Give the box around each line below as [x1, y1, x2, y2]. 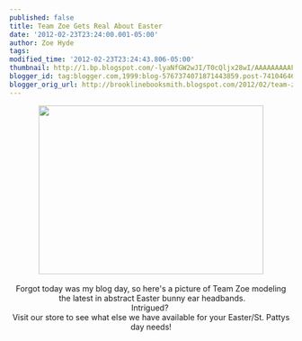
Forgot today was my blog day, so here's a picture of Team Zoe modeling [15, 283, 287, 293]
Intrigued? [130, 302, 169, 313]
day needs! [129, 321, 173, 332]
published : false [9, 13, 75, 22]
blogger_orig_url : [9, 80, 78, 89]
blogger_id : [9, 72, 54, 81]
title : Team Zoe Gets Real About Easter [9, 22, 164, 31]
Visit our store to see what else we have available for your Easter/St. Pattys [12, 311, 290, 322]
